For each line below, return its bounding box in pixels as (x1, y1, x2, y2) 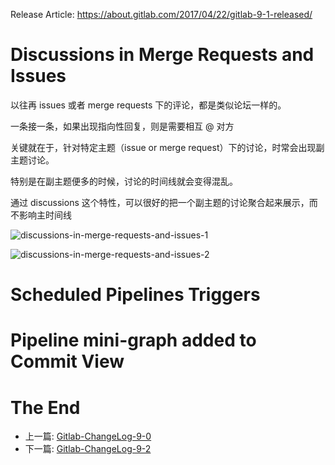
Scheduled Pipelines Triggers (10, 284, 261, 306)
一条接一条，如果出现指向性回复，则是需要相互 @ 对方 (10, 120, 235, 132)
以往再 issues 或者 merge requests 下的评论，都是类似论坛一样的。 (10, 99, 287, 111)
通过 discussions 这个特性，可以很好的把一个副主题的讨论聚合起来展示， (10, 196, 310, 208)
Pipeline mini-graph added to (10, 329, 257, 352)
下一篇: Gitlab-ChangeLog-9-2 (24, 443, 152, 455)
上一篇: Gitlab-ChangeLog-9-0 (24, 430, 152, 443)
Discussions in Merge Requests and (10, 44, 315, 66)
